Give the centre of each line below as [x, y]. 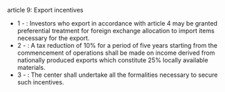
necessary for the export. [53, 38]
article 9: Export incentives [45, 10]
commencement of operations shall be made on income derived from [116, 53]
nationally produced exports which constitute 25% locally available [113, 60]
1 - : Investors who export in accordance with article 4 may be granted [117, 23]
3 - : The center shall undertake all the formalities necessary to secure [117, 75]
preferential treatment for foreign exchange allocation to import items [116, 31]
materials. [31, 67]
